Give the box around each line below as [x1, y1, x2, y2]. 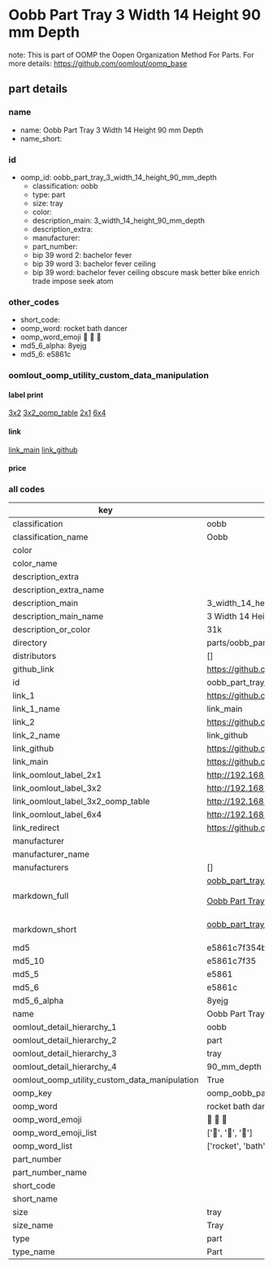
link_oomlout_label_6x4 [12, 809, 102, 821]
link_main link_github [8, 445, 79, 455]
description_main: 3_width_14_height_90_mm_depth [32, 216, 206, 225]
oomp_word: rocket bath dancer [19, 324, 128, 333]
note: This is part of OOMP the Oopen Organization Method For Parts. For [8, 50, 254, 59]
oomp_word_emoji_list [12, 1127, 97, 1139]
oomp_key [12, 1087, 53, 1099]
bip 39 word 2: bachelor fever [32, 250, 132, 259]
